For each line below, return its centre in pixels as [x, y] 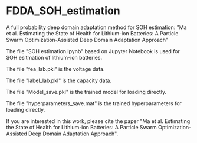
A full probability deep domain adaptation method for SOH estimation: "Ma [96, 27]
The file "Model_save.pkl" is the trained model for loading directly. [86, 92]
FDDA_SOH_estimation [63, 11]
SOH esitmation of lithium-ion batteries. [54, 57]
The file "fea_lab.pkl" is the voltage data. [55, 69]
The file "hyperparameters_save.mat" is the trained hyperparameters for [94, 103]
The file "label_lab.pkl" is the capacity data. [59, 80]
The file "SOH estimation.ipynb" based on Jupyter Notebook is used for [93, 51]
